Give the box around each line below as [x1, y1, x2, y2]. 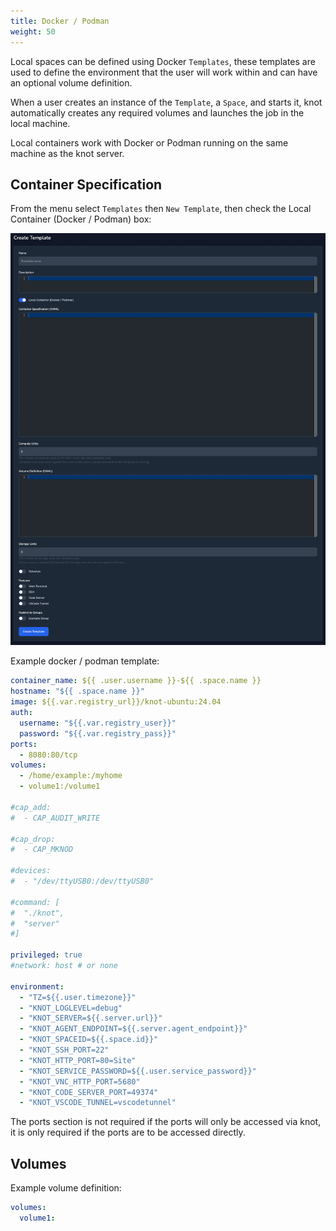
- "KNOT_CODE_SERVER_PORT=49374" [19, 1087, 159, 1097]
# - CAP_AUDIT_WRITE [10, 813, 101, 823]
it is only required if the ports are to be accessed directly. [10, 1126, 246, 1139]
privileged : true [10, 950, 83, 960]
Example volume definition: [10, 1182, 122, 1194]
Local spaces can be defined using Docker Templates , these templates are [10, 55, 316, 67]
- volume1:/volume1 [19, 781, 101, 792]
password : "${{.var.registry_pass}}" [19, 728, 177, 739]
